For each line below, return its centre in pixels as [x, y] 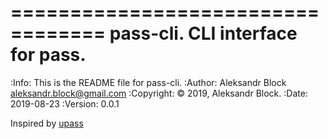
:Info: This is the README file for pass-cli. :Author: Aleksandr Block [148, 82]
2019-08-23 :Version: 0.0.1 [65, 103]
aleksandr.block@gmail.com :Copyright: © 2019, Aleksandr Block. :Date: [159, 93]
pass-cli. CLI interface [203, 33]
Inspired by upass [47, 123]
